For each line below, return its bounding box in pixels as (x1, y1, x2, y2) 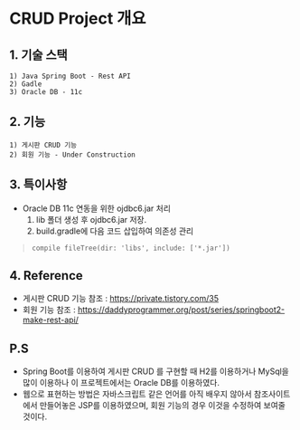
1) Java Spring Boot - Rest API (9, 72, 131, 81)
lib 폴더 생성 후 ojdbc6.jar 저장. (35, 214, 147, 225)
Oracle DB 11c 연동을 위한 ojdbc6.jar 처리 (22, 203, 172, 214)
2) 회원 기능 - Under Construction (9, 150, 136, 159)
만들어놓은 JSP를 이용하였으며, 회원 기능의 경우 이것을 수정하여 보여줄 (39, 400, 286, 411)
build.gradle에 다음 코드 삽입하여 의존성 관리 (35, 225, 194, 236)
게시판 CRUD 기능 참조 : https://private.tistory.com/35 (22, 293, 220, 304)
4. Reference (9, 268, 83, 283)
